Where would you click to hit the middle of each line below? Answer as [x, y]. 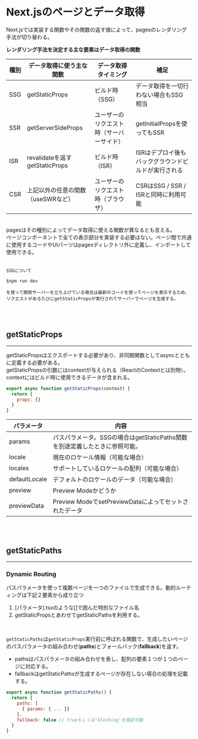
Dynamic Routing [31, 574]
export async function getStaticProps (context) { [68, 388]
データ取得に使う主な [58, 66]
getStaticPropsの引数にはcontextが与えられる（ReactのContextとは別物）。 [97, 369]
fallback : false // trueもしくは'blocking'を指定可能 [80, 720]
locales [19, 468]
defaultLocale [28, 479]
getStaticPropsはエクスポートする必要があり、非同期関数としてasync [90, 355]
